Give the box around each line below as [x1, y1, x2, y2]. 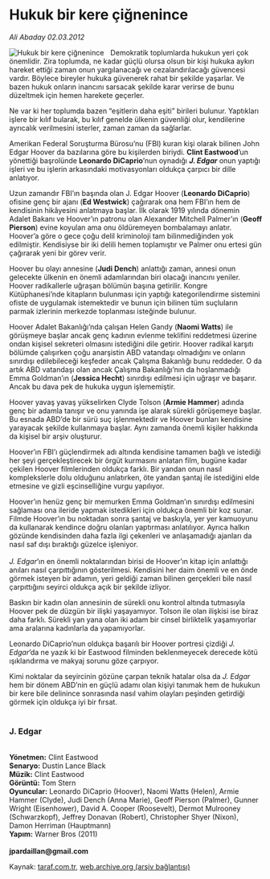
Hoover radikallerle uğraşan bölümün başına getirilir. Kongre [9, 280, 208, 290]
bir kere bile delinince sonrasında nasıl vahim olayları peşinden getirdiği [9, 689, 246, 698]
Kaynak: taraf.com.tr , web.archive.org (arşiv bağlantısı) [9, 862, 191, 872]
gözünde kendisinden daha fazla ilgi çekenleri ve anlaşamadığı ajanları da [9, 530, 252, 540]
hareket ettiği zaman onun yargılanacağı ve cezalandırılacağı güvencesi [9, 64, 246, 74]
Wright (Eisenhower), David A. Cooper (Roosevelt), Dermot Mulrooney [9, 803, 241, 813]
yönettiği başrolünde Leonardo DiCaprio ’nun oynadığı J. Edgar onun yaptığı [9, 155, 260, 166]
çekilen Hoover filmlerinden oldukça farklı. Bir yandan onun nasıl [9, 464, 223, 473]
